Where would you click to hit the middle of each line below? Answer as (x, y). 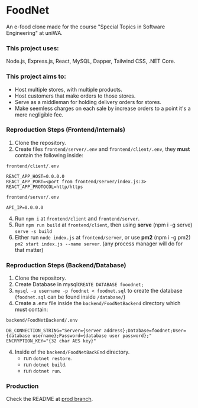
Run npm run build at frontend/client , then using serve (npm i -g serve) (103, 225)
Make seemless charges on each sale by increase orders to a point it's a (103, 108)
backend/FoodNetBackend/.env (42, 320)
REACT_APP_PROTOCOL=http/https (45, 187)
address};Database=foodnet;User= (145, 331)
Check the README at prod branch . (50, 399)
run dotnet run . (42, 371)
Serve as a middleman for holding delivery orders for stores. (88, 102)
